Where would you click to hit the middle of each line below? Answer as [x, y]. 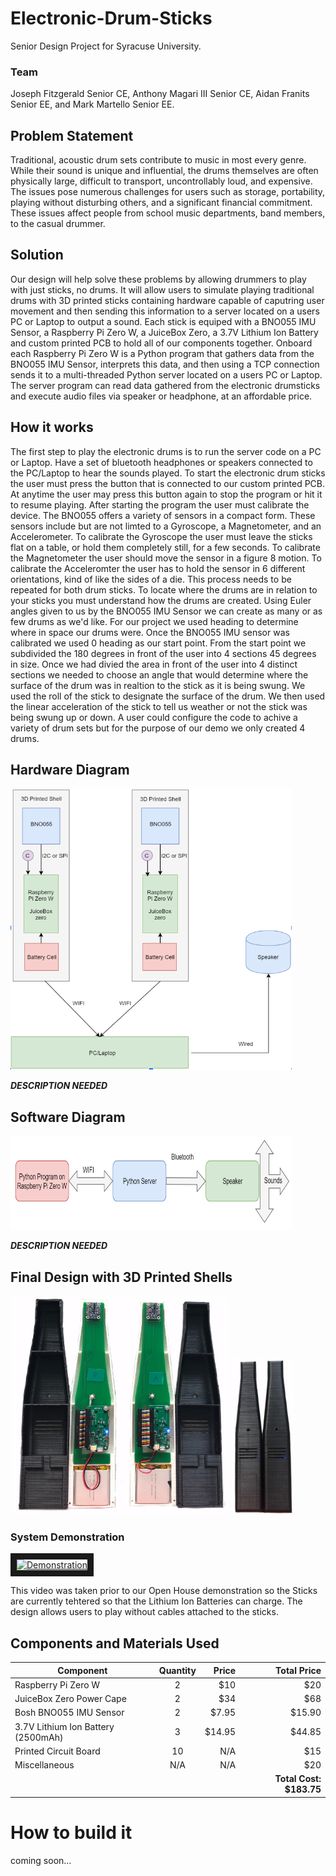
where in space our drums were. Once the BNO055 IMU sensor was [150, 632]
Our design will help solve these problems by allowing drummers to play [158, 279]
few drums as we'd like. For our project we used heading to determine [154, 621]
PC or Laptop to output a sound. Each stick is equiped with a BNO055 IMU [163, 321]
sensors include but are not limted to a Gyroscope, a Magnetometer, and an [166, 526]
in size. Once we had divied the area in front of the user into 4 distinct [154, 664]
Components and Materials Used [115, 1643]
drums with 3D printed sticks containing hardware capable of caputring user [167, 300]
